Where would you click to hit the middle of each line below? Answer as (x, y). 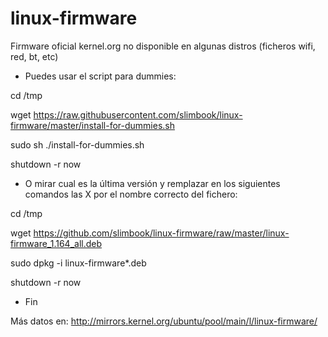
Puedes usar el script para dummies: (100, 76)
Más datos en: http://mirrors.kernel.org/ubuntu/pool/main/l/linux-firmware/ (164, 321)
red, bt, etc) (34, 56)
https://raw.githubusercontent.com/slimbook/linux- (138, 114)
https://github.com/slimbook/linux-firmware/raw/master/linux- (161, 233)
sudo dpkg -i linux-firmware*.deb (78, 263)
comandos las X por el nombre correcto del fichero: (131, 194)
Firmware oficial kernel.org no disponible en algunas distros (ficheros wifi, (163, 46)
